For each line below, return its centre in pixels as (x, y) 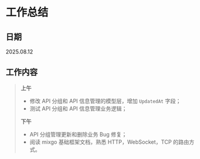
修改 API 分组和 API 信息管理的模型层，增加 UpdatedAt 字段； (105, 101)
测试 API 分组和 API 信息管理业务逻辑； (78, 108)
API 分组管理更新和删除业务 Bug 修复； (78, 134)
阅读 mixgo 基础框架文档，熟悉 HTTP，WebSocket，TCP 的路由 (109, 142)
